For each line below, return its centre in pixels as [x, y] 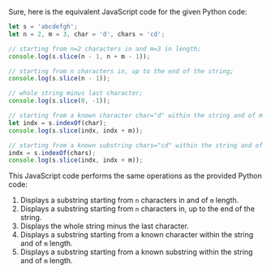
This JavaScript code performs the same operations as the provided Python [135, 176]
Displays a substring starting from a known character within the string [137, 235]
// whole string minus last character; [76, 93]
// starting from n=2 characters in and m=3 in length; [105, 49]
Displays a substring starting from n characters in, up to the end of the [138, 209]
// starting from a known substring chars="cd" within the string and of [136, 145]
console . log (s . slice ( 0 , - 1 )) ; [60, 101]
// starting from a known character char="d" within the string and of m [136, 115]
